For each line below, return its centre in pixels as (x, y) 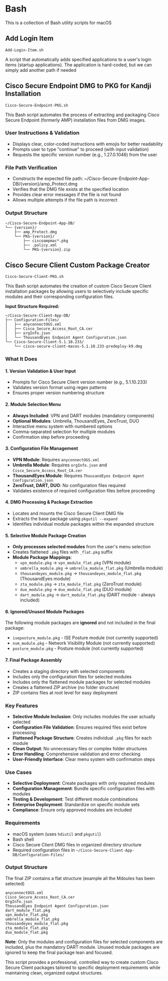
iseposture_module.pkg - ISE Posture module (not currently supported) (85, 638)
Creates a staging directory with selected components (68, 671)
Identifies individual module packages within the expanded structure (83, 524)
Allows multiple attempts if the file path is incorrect (65, 200)
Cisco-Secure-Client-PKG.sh (35, 277)
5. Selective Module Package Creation (46, 535)
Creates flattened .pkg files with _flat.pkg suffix (62, 552)
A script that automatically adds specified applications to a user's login (78, 59)
